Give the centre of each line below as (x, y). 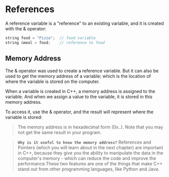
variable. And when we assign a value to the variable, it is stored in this (79, 97)
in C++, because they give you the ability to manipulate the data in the (90, 153)
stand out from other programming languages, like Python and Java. (89, 169)
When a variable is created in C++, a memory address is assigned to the (80, 91)
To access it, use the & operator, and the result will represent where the (79, 112)
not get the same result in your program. (60, 132)
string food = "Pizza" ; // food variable (50, 38)
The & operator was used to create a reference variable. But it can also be (82, 71)
